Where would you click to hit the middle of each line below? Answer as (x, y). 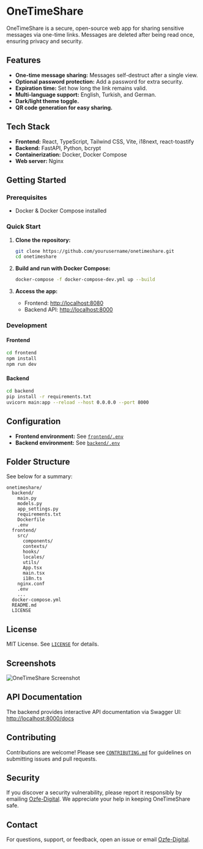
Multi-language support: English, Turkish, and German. (86, 94)
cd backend (20, 391)
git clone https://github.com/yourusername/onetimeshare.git (95, 251)
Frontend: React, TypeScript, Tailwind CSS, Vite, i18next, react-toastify (105, 141)
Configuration (34, 422)
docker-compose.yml (37, 600)
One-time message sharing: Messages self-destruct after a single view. (106, 75)
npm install (21, 359)
